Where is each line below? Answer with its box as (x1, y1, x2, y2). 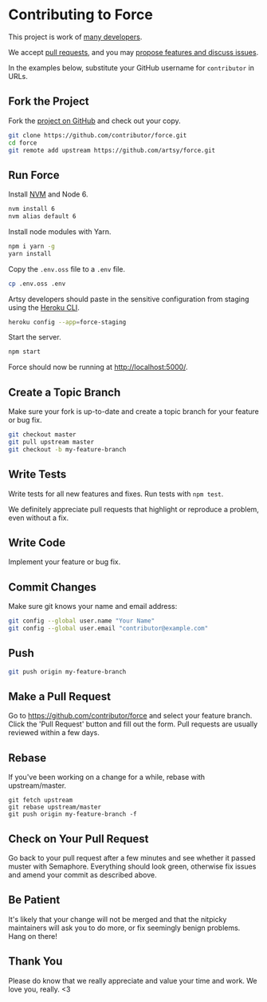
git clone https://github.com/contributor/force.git (8, 131, 187, 139)
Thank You (8, 955, 63, 968)
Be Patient (8, 893, 61, 907)
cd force (8, 138, 37, 147)
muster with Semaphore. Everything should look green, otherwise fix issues (8, 861, 257, 872)
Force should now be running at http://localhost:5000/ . (8, 362, 188, 372)
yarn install (8, 249, 52, 257)
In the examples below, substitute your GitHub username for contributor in (8, 62, 255, 73)
